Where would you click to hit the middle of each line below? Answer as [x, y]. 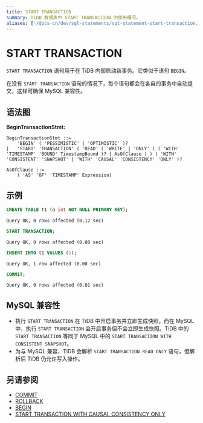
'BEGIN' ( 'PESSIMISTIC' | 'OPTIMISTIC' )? [73, 144]
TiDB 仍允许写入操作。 [55, 359]
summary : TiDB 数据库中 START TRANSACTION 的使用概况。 [73, 18]
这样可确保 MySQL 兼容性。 [51, 91]
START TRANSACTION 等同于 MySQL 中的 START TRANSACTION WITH [93, 336]
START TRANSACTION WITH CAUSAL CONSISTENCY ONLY [90, 414]
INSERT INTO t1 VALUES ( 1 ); [42, 253]
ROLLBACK [29, 401]
